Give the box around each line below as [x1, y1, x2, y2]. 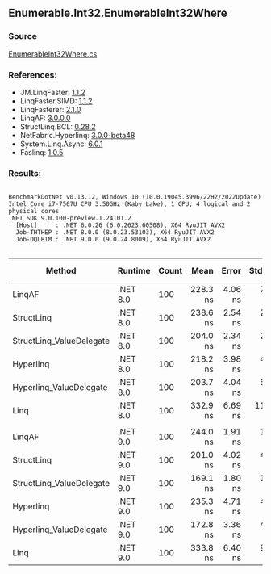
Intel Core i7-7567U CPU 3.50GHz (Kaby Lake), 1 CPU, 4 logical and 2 [8, 200, 251, 208]
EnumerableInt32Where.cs [8, 48, 98, 59]
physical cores [8, 207, 60, 216]
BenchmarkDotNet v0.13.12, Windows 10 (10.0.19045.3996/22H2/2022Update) [8, 193, 262, 201]
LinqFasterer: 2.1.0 [19, 104, 81, 114]
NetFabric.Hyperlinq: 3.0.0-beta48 [19, 130, 135, 140]
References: [8, 69, 58, 80]
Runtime [117, 266, 151, 277]
